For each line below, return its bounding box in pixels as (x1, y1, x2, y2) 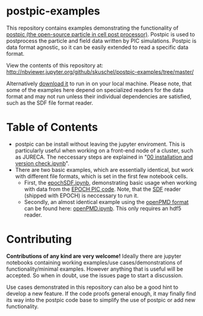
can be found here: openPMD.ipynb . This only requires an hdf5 (24, 205, 182, 212)
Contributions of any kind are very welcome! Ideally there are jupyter (6, 252, 182, 260)
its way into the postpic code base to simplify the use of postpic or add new (6, 296, 196, 303)
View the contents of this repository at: (6, 62, 104, 69)
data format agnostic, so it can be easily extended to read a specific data (6, 44, 189, 51)
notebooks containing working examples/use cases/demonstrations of (6, 258, 182, 266)
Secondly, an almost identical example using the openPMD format (24, 198, 189, 205)
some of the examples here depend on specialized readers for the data (6, 86, 184, 93)
